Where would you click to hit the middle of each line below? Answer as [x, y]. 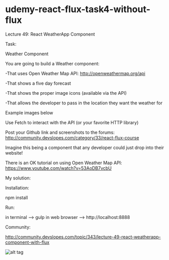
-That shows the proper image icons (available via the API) [66, 93]
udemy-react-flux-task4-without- [78, 9]
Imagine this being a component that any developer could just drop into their [85, 147]
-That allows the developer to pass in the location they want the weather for [84, 103]
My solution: [18, 178]
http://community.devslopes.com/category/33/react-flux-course [72, 137]
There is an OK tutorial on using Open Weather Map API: [64, 163]
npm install [17, 197]
